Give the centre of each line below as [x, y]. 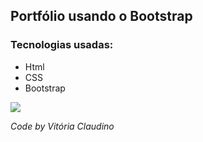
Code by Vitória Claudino [62, 126]
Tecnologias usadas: [62, 45]
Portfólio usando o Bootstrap [101, 16]
